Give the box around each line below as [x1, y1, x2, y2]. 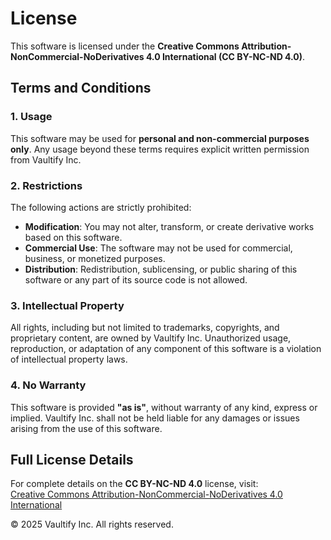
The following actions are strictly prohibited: [10, 201, 192, 213]
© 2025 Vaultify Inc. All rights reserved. [10, 518, 174, 531]
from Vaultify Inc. [10, 153, 82, 166]
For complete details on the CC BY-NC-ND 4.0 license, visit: [10, 478, 259, 490]
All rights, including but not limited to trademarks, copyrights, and [10, 322, 280, 334]
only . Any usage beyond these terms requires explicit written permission [10, 143, 310, 155]
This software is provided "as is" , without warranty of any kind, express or [10, 401, 318, 413]
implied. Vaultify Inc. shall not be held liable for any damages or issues [10, 412, 300, 424]
